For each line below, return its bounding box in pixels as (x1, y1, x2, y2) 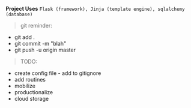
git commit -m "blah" (14, 40, 67, 47)
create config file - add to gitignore (14, 70, 102, 77)
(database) (5, 11, 33, 17)
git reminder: (20, 22, 52, 29)
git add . (14, 34, 35, 41)
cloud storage (14, 95, 49, 102)
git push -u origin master (14, 46, 76, 53)
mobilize (14, 82, 35, 89)
